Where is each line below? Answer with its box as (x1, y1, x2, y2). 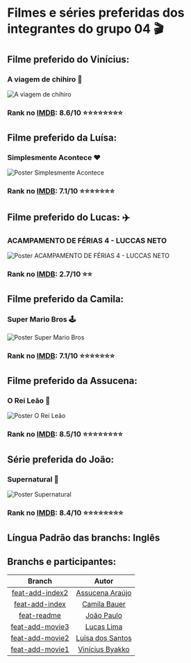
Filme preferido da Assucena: (7, 375, 138, 387)
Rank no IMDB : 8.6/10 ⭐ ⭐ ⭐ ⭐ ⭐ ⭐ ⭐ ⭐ (7, 108, 124, 118)
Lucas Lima (85, 622, 123, 632)
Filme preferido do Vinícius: (7, 54, 130, 65)
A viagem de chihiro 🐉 (7, 74, 83, 84)
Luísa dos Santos (76, 633, 132, 643)
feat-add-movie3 (10, 622, 69, 632)
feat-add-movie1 (10, 645, 69, 655)
